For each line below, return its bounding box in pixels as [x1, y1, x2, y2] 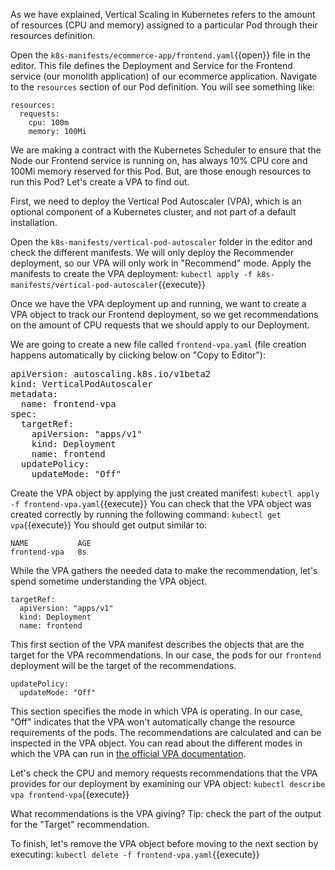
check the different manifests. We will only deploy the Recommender [10, 247, 295, 258]
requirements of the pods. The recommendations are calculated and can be [10, 727, 322, 738]
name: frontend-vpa [20, 399, 117, 409]
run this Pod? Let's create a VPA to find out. [10, 176, 190, 188]
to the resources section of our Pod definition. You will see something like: [10, 81, 315, 93]
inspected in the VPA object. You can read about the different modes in [10, 737, 303, 749]
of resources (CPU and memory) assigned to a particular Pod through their [10, 19, 318, 31]
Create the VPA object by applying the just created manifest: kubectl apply [10, 487, 320, 499]
